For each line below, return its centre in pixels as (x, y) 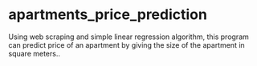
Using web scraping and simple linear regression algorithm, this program (128, 37)
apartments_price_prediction (108, 15)
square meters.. (34, 53)
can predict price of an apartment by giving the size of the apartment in (126, 45)
